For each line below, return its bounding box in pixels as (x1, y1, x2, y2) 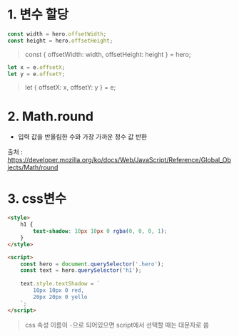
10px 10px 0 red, (33, 287, 84, 294)
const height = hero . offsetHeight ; (7, 37, 113, 44)
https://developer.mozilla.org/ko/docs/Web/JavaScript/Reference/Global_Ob (7, 156, 232, 164)
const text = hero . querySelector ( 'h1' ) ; (20, 267, 142, 274)
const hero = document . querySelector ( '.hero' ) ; (20, 261, 164, 268)
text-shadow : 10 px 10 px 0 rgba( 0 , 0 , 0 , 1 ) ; (33, 228, 168, 235)
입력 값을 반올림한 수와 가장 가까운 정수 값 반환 (17, 132, 148, 141)
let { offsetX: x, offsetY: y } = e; (24, 83, 116, 92)
